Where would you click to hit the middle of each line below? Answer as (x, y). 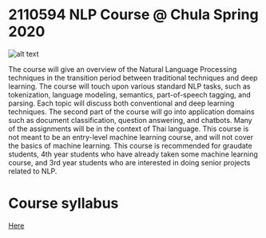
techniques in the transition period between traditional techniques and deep (133, 77)
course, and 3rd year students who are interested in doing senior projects (129, 162)
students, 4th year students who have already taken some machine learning (133, 154)
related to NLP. (33, 171)
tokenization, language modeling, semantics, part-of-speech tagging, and (129, 94)
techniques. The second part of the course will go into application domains (131, 111)
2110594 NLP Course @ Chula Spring (133, 15)
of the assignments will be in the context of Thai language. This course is (129, 129)
